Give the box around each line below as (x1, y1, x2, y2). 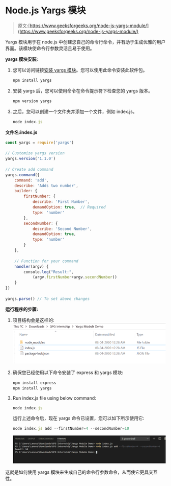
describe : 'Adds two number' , (14, 183, 79, 188)
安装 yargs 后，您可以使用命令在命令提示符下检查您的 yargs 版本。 (12, 87, 153, 94)
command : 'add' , (14, 177, 49, 183)
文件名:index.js (5, 129, 38, 135)
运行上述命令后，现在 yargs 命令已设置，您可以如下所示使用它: (12, 415, 145, 422)
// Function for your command (14, 259, 79, 264)
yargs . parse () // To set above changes (5, 296, 90, 302)
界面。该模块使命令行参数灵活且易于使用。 (5, 45, 95, 51)
